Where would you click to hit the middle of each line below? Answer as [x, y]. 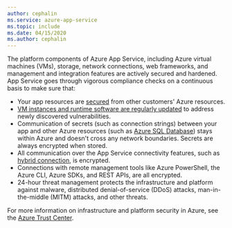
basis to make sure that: [42, 88]
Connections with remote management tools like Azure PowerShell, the [118, 168]
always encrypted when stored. [62, 146]
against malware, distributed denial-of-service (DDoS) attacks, [107, 190]
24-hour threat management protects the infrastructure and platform [115, 182]
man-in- [209, 190]
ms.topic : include [34, 26]
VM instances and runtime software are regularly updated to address [116, 109]
